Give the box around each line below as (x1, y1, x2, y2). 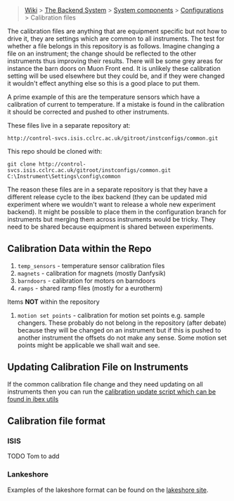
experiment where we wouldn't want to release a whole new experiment (7, 200, 216, 208)
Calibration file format (7, 415, 106, 427)
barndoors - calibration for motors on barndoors (17, 276, 156, 285)
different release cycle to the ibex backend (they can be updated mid (7, 193, 207, 201)
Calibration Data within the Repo (7, 243, 152, 255)
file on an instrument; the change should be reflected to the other (7, 49, 197, 58)
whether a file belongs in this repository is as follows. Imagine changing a (7, 42, 220, 50)
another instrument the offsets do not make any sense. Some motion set (17, 333, 227, 342)
